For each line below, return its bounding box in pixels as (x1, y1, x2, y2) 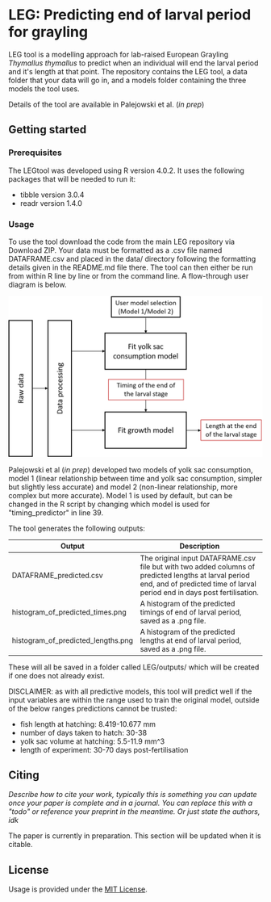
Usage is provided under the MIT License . (8, 884, 148, 894)
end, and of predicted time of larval (140, 579, 256, 589)
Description (179, 541, 220, 551)
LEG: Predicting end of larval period (8, 6, 252, 24)
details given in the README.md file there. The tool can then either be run (8, 262, 253, 272)
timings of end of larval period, (140, 607, 242, 617)
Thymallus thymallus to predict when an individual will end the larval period (8, 58, 259, 68)
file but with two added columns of (140, 561, 256, 571)
